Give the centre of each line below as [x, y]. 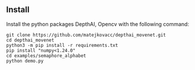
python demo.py [25, 61]
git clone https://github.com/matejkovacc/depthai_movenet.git [86, 35]
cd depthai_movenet [30, 40]
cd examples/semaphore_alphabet [46, 56]
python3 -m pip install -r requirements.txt [62, 45]
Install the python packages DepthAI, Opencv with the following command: [97, 24]
